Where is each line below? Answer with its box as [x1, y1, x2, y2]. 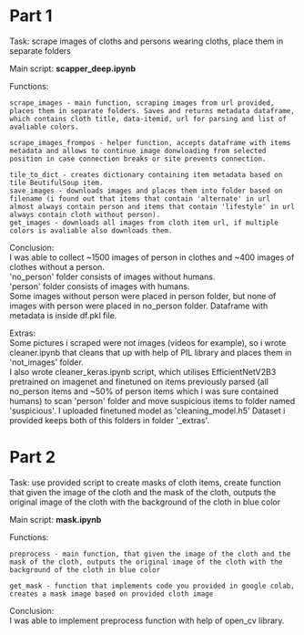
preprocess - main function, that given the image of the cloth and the [9, 549, 291, 558]
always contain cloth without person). [9, 210, 161, 219]
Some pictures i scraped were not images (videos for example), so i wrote [9, 337, 287, 348]
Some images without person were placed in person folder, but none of [9, 290, 277, 301]
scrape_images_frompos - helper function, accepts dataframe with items [9, 138, 291, 147]
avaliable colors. [9, 122, 79, 131]
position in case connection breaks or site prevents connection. [9, 154, 267, 163]
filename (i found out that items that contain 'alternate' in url [9, 193, 271, 203]
